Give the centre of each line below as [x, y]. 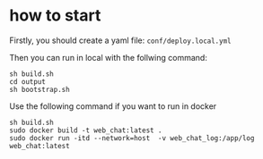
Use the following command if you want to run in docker [113, 106]
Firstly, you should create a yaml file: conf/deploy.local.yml [120, 40]
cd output [28, 81]
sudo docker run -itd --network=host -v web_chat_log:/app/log [132, 138]
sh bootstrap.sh [39, 89]
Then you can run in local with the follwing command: [109, 57]
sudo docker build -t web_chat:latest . [86, 130]
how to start [55, 16]
